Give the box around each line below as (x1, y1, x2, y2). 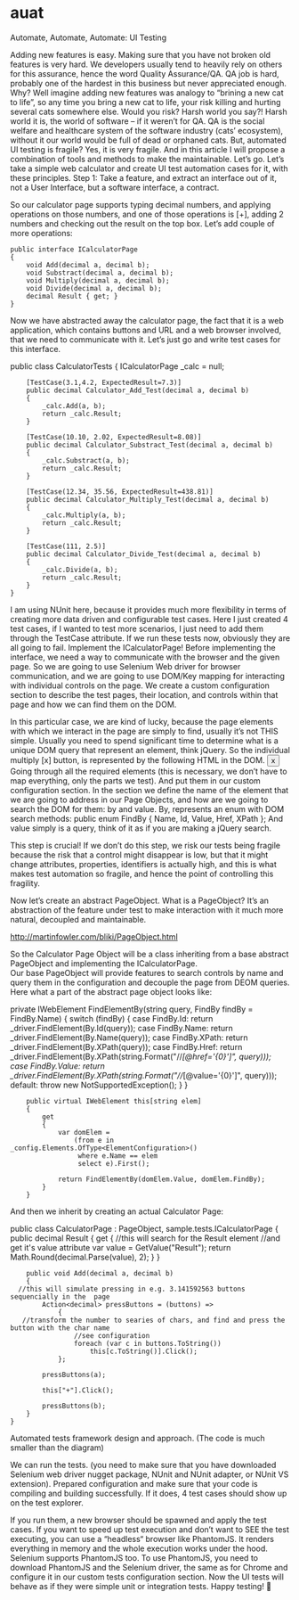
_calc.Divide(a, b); (42, 565, 118, 574)
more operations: (10, 227, 74, 238)
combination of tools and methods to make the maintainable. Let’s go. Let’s (10, 153, 285, 164)
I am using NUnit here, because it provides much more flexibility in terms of (10, 604, 287, 615)
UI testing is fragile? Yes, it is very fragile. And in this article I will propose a (10, 144, 286, 154)
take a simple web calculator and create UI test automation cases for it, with (10, 163, 288, 174)
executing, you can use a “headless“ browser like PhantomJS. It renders (10, 1533, 275, 1544)
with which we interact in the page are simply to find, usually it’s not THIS (10, 726, 279, 736)
